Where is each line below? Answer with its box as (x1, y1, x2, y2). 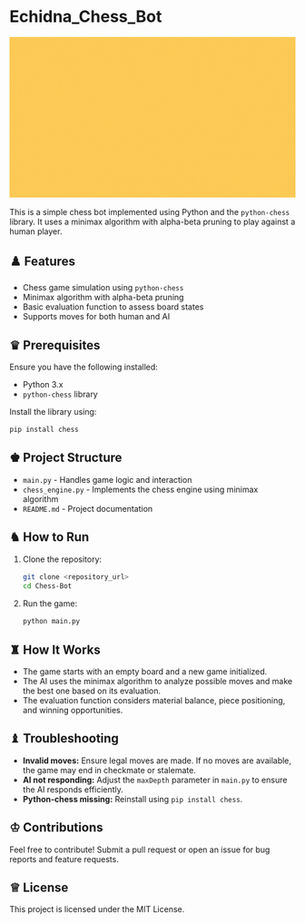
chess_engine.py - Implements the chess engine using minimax (22, 484, 259, 495)
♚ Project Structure (9, 450, 123, 466)
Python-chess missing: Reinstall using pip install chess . (22, 793, 243, 804)
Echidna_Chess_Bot (9, 6, 162, 27)
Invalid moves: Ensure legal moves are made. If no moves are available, (22, 755, 292, 766)
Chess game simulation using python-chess (22, 282, 184, 293)
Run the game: (22, 598, 78, 609)
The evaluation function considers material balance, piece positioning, (22, 695, 286, 705)
